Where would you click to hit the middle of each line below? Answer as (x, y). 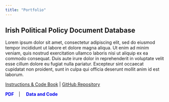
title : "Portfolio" (26, 10)
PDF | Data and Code (32, 94)
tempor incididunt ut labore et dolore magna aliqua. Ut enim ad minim (77, 48)
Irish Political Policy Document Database (70, 31)
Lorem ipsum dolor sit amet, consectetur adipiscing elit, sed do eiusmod (80, 42)
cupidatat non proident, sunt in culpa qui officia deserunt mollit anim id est (82, 69)
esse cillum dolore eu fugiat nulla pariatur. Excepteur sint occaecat (74, 64)
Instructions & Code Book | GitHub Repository (53, 84)
